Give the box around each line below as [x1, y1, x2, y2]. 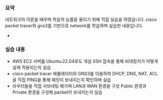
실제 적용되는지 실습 [12, 64, 51, 70]
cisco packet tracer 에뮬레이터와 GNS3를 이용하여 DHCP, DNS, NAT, [12, 70, 149, 76]
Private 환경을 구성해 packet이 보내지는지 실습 [12, 89, 103, 95]
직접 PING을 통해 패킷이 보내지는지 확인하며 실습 [17, 77, 111, 83]
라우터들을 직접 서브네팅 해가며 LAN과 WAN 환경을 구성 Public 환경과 [12, 83, 147, 89]
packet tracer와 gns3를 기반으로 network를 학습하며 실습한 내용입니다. [5, 23, 144, 29]
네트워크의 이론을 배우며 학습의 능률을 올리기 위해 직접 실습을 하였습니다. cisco [5, 16, 157, 23]
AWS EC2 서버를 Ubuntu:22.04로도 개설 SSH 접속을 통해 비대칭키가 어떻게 [12, 58, 159, 64]
